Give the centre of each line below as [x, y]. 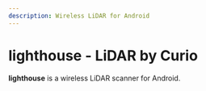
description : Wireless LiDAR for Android [79, 16]
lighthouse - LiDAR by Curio [103, 55]
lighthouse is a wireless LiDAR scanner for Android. [95, 78]
